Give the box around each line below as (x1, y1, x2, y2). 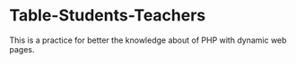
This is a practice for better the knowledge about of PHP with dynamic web (9, 35, 287, 45)
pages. (9, 44, 35, 54)
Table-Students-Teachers (9, 5, 206, 26)
